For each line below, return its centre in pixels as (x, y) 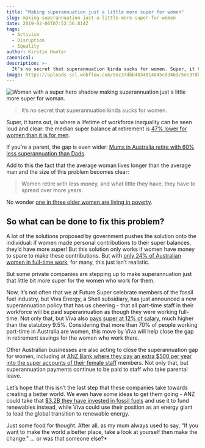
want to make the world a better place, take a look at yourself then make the (102, 432)
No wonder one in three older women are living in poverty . (79, 202)
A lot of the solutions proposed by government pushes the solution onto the (101, 236)
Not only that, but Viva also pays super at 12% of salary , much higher (107, 318)
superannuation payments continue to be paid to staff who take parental (97, 369)
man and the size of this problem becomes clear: (68, 172)
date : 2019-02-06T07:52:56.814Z (47, 23)
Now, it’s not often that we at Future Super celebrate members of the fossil (100, 293)
